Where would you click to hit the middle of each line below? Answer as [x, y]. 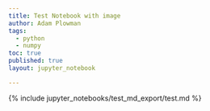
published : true [36, 61]
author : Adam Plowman [45, 23]
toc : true [25, 53]
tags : [17, 31]
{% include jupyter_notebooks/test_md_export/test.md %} [105, 98]
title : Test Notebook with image [65, 16]
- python [30, 38]
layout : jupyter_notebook [52, 68]
